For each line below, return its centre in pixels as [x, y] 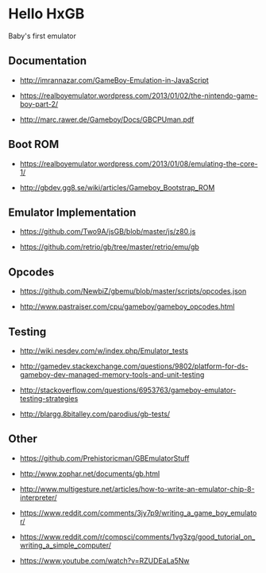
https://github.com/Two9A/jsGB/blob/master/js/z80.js [108, 232]
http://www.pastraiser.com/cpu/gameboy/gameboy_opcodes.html [127, 306]
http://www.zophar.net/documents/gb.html [90, 474]
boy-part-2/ [39, 103]
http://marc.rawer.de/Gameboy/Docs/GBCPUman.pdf [107, 119]
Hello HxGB [46, 14]
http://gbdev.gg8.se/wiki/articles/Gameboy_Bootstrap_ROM [117, 187]
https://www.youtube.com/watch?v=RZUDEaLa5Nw [104, 560]
